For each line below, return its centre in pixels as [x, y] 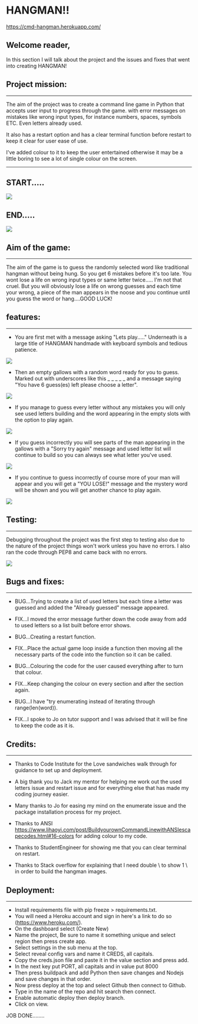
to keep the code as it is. [44, 725]
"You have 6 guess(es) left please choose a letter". [76, 384]
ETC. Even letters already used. [44, 123]
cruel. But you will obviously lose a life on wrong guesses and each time [93, 286]
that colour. [28, 672]
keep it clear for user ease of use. [47, 141]
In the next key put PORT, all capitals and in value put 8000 [86, 967]
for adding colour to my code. [112, 836]
